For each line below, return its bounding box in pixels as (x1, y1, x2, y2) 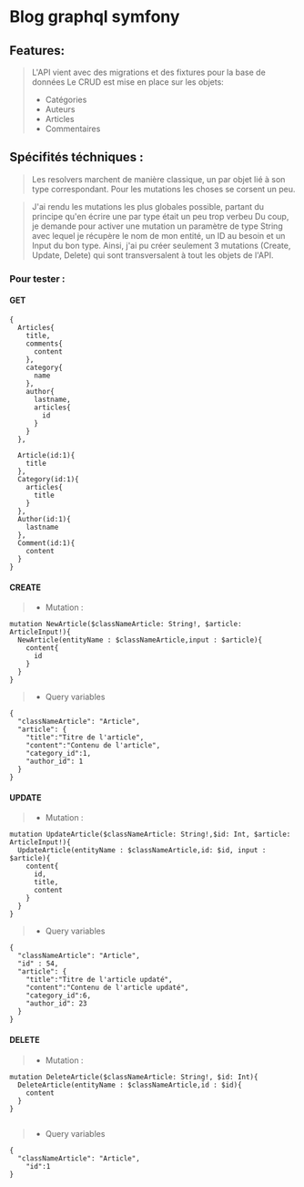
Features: (9, 43, 66, 58)
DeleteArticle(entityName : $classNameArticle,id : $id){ (17, 1080, 243, 1089)
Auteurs (45, 104, 76, 115)
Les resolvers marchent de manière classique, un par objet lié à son (31, 173, 286, 184)
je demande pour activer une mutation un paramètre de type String (31, 221, 284, 232)
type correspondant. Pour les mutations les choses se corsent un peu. (31, 183, 296, 194)
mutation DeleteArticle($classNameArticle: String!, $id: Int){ (9, 1072, 258, 1081)
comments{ (25, 339, 64, 348)
